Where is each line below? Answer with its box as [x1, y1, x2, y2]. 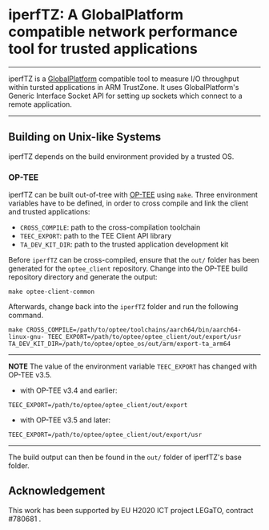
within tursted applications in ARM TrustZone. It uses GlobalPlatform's [8, 82, 239, 92]
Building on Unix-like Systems [8, 130, 162, 144]
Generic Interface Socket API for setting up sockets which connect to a [8, 91, 243, 100]
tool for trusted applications [8, 40, 198, 58]
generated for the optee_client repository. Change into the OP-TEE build [8, 263, 248, 274]
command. [8, 311, 44, 320]
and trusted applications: [8, 207, 90, 217]
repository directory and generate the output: [8, 272, 158, 282]
